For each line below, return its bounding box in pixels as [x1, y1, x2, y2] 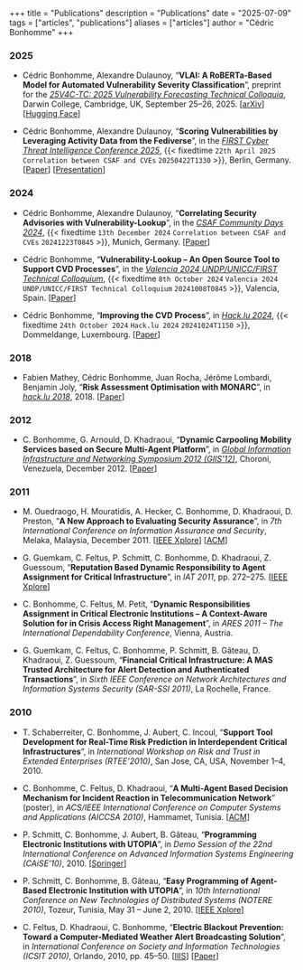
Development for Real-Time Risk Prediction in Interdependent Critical [22, 736, 288, 747]
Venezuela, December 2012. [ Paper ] [22, 463, 158, 474]
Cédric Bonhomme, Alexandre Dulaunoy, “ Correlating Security [22, 207, 257, 218]
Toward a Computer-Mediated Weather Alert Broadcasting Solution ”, [22, 931, 286, 942]
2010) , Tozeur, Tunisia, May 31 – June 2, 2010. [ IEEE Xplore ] [22, 904, 244, 915]
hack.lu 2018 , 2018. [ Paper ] [22, 391, 125, 401]
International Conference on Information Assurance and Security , [22, 525, 268, 536]
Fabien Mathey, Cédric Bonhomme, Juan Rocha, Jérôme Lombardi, [22, 372, 272, 382]
